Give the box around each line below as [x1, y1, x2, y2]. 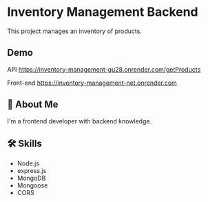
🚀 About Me [7, 99, 59, 110]
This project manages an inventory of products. [7, 27, 143, 35]
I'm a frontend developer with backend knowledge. [7, 117, 152, 125]
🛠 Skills [7, 137, 43, 149]
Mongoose [17, 181, 48, 190]
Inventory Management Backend [7, 4, 198, 20]
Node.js [17, 159, 40, 168]
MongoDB [17, 174, 46, 183]
